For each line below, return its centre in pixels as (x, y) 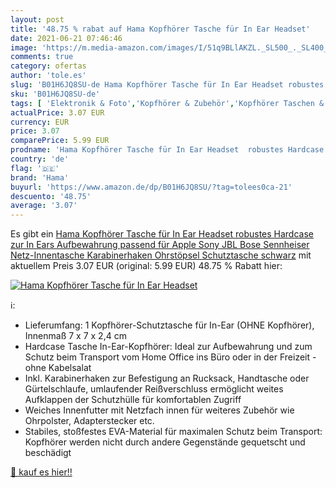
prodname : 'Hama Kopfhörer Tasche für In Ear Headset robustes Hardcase (167, 150)
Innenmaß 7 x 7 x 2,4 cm (75, 336)
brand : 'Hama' (40, 177)
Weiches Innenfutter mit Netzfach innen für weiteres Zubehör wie (159, 410)
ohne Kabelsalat (58, 368)
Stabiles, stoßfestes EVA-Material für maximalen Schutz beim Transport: (173, 432)
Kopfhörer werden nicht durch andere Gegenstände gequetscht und (165, 442)
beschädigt (48, 453)
